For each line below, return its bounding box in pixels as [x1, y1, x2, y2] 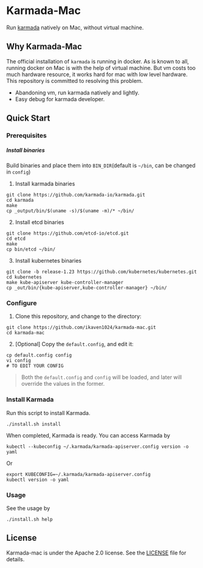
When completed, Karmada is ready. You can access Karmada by [6, 431, 170, 439]
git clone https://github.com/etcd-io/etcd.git [6, 230, 129, 236]
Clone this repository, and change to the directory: [15, 313, 142, 320]
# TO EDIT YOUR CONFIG [6, 363, 64, 369]
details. [6, 555, 25, 563]
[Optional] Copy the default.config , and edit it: [15, 341, 134, 348]
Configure [6, 299, 37, 307]
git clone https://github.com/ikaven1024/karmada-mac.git [6, 324, 156, 331]
